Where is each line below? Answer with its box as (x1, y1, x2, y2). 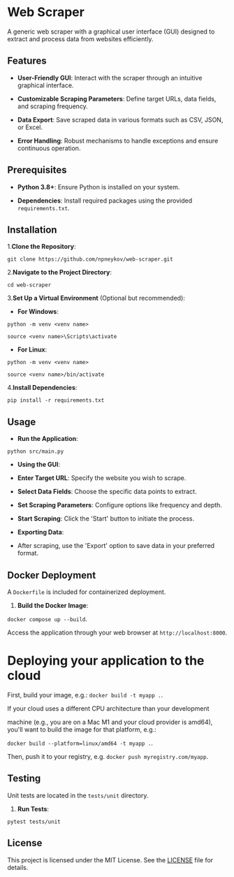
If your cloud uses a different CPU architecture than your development (7, 704, 210, 713)
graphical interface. (17, 81, 74, 89)
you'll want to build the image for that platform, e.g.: (7, 725, 156, 734)
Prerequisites (7, 164, 67, 176)
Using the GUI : (17, 461, 61, 469)
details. (7, 863, 29, 871)
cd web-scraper (7, 282, 52, 289)
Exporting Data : (17, 528, 64, 537)
